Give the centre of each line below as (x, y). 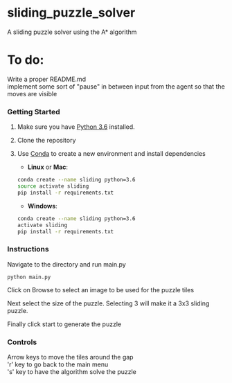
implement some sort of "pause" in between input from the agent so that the (116, 86)
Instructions (28, 249)
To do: (26, 60)
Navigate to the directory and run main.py (66, 264)
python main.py (29, 277)
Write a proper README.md (47, 79)
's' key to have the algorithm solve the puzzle (72, 372)
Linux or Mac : (47, 167)
